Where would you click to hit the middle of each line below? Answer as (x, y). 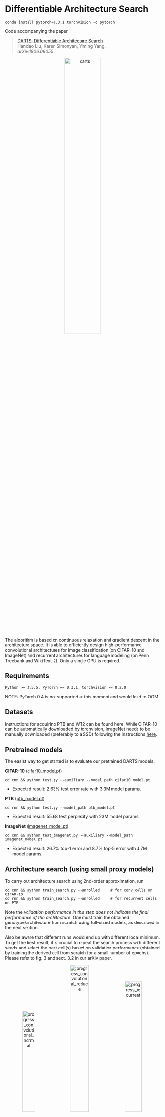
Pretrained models (34, 749)
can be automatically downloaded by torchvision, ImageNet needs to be (78, 729)
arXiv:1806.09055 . (36, 51)
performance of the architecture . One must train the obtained (67, 918)
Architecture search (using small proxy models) (80, 869)
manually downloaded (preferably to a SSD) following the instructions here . (81, 734)
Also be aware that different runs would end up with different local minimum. (82, 937)
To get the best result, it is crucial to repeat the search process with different (82, 943)
